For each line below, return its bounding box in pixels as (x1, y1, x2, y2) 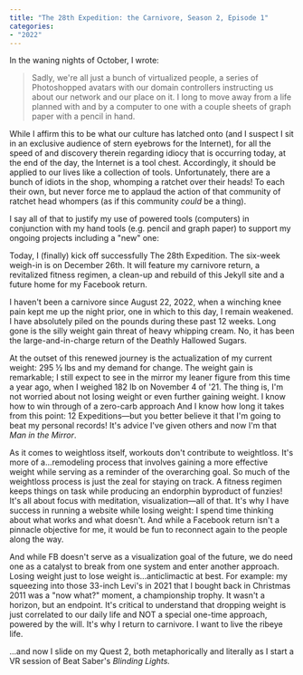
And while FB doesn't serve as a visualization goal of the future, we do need (9, 552, 294, 563)
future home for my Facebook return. (9, 279, 147, 290)
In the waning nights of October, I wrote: (9, 55, 160, 66)
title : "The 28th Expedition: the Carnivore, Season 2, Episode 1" (9, 13, 270, 23)
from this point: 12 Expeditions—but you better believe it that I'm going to (9, 410, 281, 421)
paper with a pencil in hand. (31, 111, 136, 122)
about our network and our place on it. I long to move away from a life (31, 92, 292, 102)
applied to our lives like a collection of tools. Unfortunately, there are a (9, 167, 271, 178)
